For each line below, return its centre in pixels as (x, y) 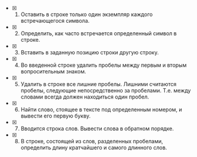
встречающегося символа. (55, 21)
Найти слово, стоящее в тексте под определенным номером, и (101, 110)
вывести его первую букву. (56, 116)
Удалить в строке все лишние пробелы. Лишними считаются (98, 84)
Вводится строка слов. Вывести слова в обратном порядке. (97, 128)
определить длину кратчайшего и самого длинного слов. (94, 147)
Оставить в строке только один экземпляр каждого (87, 14)
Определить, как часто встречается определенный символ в (98, 33)
